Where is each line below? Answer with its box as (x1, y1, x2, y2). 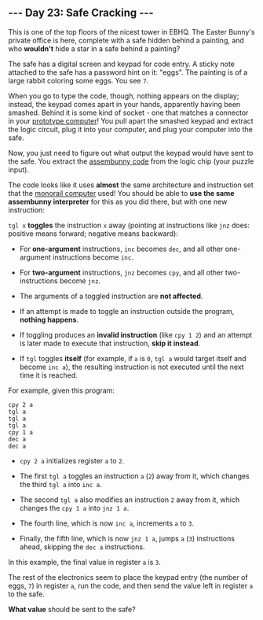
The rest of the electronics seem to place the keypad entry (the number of (8, 572, 249, 581)
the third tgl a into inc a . (19, 479, 102, 489)
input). (8, 164, 30, 174)
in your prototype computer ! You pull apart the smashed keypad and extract (8, 116, 254, 125)
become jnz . (59, 275, 100, 286)
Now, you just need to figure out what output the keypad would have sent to (8, 148, 254, 157)
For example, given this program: (8, 386, 115, 395)
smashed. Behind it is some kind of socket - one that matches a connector (8, 108, 249, 117)
